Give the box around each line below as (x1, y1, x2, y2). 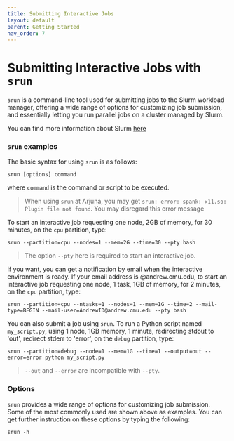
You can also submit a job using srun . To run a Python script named (7, 320, 202, 328)
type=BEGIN (7, 307, 39, 315)
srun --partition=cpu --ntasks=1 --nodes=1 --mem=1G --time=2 (7, 301, 193, 308)
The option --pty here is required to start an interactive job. (24, 251, 196, 260)
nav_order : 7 (7, 29, 46, 37)
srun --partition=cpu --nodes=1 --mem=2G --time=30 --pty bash (7, 239, 196, 246)
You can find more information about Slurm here (7, 124, 147, 133)
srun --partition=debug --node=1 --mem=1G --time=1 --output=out (7, 348, 202, 355)
